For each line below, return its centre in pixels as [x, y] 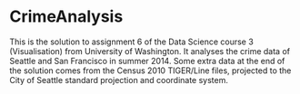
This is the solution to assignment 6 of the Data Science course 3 [132, 42]
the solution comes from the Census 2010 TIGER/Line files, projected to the [150, 70]
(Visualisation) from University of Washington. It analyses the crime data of [150, 51]
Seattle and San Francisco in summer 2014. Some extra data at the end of [147, 61]
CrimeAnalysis [66, 17]
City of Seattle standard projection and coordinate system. [119, 80]
